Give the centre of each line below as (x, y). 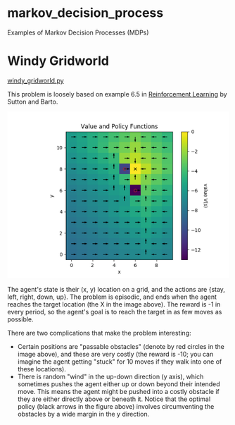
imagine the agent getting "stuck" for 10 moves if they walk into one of (120, 362)
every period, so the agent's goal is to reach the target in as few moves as (115, 312)
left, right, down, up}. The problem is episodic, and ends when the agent (112, 297)
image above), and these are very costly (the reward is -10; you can (115, 354)
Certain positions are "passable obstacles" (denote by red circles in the (121, 346)
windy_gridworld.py (36, 80)
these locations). (42, 369)
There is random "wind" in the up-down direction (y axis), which (110, 376)
